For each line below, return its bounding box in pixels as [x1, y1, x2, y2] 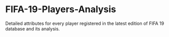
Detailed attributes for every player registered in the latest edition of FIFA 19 [5, 20, 164, 26]
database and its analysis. [5, 25, 60, 31]
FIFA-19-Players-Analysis [5, 4, 116, 15]
